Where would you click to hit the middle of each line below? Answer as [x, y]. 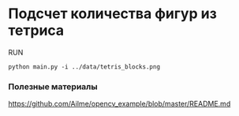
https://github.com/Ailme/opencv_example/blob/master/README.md [119, 104]
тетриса [36, 30]
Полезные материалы [53, 86]
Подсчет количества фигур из [112, 14]
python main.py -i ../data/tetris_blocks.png [84, 67]
